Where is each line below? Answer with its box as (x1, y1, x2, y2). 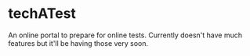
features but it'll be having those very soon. (8, 38, 149, 47)
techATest (8, 5, 77, 23)
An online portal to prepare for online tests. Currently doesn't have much (8, 30, 243, 40)
